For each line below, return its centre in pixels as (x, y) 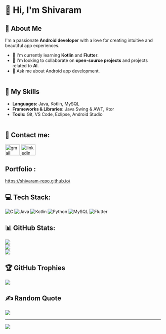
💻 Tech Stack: (28, 197)
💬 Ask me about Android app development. (56, 71)
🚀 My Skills (22, 92)
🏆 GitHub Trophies (35, 268)
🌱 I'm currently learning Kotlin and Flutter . (55, 55)
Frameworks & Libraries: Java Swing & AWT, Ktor (63, 109)
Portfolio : (21, 169)
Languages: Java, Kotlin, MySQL (46, 104)
